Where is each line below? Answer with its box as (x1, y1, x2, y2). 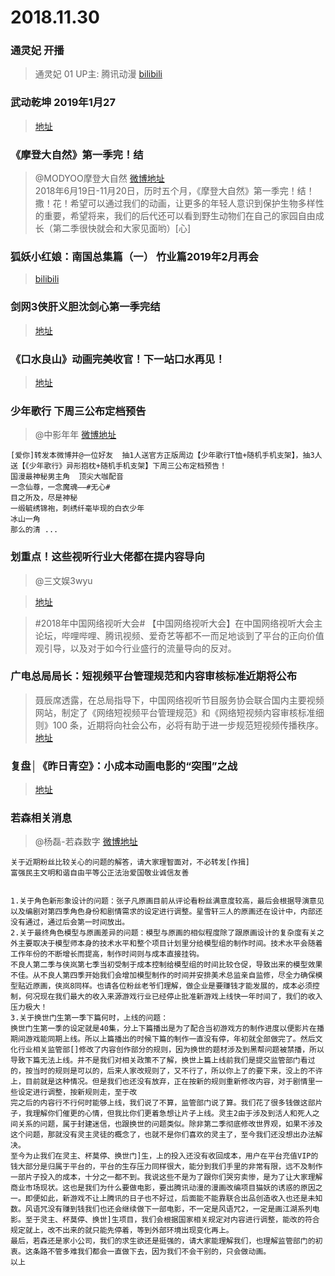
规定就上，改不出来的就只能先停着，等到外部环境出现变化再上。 (10, 1226, 234, 1236)
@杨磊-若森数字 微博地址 (34, 836, 138, 848)
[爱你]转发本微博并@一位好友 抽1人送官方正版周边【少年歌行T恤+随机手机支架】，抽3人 (10, 451, 323, 461)
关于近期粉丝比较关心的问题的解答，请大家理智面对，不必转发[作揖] (10, 857, 250, 868)
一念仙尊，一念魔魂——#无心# (10, 482, 111, 493)
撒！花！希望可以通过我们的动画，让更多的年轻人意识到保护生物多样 (34, 197, 316, 210)
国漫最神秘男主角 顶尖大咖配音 (10, 472, 124, 482)
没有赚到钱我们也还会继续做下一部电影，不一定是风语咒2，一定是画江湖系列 (47, 1204, 313, 1215)
